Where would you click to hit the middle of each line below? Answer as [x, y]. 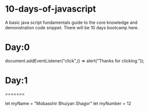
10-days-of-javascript [50, 9]
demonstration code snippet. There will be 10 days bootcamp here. [72, 27]
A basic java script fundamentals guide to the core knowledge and [71, 22]
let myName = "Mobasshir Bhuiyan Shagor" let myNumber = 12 [68, 103]
